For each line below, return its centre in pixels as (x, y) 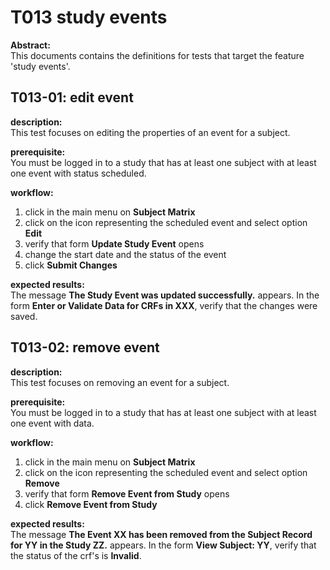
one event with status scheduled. (78, 173)
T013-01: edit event (72, 97)
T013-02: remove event (85, 347)
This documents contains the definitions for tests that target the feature (157, 55)
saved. (24, 316)
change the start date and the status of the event (125, 254)
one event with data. (52, 423)
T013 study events (89, 17)
